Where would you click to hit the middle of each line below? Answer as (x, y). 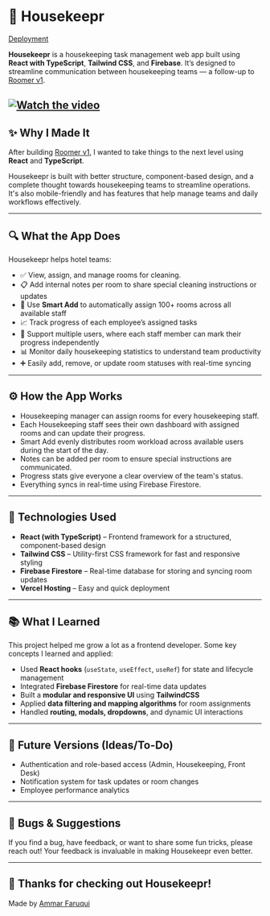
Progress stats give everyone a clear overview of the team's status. (131, 475)
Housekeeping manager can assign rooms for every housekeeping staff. (139, 416)
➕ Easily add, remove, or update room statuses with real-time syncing (135, 363)
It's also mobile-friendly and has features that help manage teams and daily (133, 193)
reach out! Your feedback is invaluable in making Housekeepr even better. (131, 851)
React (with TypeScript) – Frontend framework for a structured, (125, 537)
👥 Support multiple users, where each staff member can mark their (131, 334)
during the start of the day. (64, 450)
